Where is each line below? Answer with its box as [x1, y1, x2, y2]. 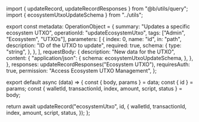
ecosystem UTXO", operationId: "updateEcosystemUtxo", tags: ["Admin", [6, 29, 185, 36]
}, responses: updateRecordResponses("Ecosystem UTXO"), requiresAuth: [6, 61, 190, 68]
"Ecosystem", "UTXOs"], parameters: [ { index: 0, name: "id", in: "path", [6, 36, 182, 42]
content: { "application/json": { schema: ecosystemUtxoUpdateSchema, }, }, [6, 55, 194, 61]
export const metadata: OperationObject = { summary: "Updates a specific [6, 23, 190, 30]
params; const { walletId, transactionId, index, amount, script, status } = [6, 85, 183, 92]
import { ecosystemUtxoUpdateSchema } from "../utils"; [6, 11, 143, 18]
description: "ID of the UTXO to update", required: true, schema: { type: [6, 42, 182, 49]
